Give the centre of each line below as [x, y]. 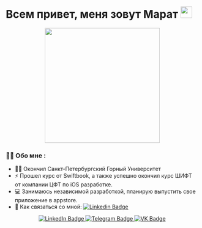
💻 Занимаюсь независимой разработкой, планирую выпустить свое [105, 192]
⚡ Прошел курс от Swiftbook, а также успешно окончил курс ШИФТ [103, 176]
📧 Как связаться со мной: [48, 207]
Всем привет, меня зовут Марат [92, 14]
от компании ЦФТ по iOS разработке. [63, 184]
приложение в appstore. [46, 200]
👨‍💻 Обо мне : [26, 155]
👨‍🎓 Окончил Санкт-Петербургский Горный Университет [88, 169]
